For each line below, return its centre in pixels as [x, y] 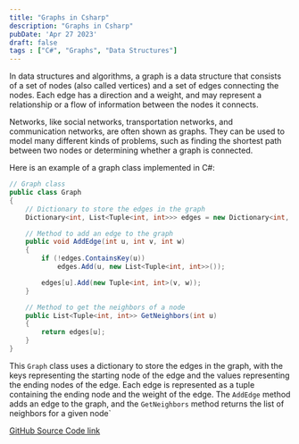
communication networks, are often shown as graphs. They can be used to [147, 131]
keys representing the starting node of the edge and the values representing [149, 375]
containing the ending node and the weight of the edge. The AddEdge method [150, 394]
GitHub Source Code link [55, 431]
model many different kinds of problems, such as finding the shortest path [145, 141]
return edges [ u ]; [73, 332]
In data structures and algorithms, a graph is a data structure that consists [145, 76]
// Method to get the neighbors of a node [105, 307]
